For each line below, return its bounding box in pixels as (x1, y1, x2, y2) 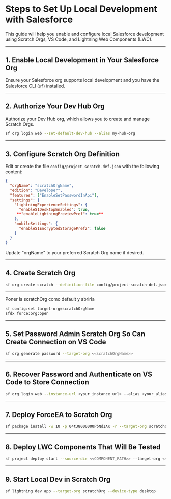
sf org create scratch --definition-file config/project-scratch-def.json (5, 282, 167, 288)
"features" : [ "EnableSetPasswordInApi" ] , (10, 192, 99, 198)
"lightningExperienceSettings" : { (14, 202, 88, 207)
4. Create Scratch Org (5, 268, 76, 278)
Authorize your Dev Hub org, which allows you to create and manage (5, 116, 150, 122)
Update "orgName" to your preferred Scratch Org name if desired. (5, 249, 144, 255)
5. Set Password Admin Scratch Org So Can (5, 329, 146, 339)
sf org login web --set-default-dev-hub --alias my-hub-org (5, 131, 136, 136)
